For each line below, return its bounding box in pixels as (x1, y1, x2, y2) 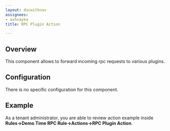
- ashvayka (5, 17, 29, 22)
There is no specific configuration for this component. (5, 86, 119, 92)
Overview (5, 45, 37, 53)
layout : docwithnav (5, 7, 47, 13)
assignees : (5, 12, 29, 17)
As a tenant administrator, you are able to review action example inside (5, 115, 154, 121)
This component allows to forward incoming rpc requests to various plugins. (5, 58, 165, 64)
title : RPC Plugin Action (5, 21, 60, 27)
